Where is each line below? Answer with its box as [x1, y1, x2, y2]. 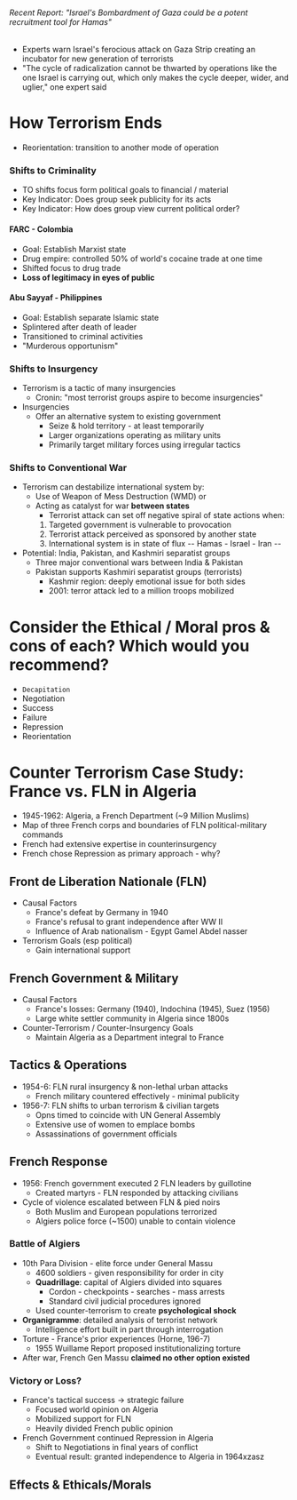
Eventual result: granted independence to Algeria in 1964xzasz [35, 1451, 264, 1462]
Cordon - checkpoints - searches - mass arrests [48, 1286, 225, 1297]
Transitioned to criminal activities [21, 331, 144, 341]
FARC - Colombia [9, 224, 74, 235]
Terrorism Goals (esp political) [21, 936, 133, 946]
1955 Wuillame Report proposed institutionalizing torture [35, 1343, 241, 1353]
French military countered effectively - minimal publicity [35, 1090, 239, 1101]
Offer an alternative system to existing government [35, 411, 222, 422]
